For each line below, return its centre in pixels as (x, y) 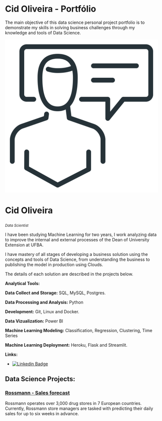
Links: (11, 354)
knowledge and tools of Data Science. (43, 33)
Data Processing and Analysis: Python (44, 302)
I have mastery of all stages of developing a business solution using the (76, 254)
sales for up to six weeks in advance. (42, 414)
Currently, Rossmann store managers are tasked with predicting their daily (79, 408)
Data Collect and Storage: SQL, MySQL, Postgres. (55, 293)
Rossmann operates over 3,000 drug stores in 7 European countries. (73, 404)
